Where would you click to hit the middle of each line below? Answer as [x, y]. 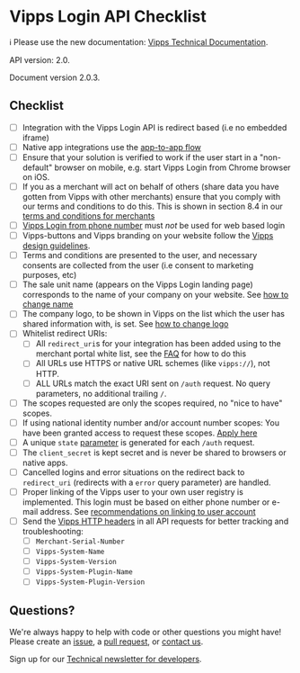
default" [37, 167]
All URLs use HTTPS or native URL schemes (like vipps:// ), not [153, 363]
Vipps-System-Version [76, 562]
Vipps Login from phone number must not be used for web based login [154, 225]
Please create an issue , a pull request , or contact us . [106, 642]
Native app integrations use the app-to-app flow [112, 147]
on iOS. [36, 176]
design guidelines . [56, 246]
